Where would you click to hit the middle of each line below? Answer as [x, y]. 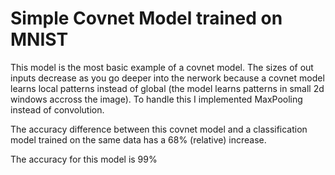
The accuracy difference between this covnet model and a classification [159, 129]
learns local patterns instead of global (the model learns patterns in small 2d [167, 88]
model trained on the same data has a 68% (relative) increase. [138, 139]
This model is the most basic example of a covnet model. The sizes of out [162, 67]
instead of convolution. [57, 109]
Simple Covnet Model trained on [146, 18]
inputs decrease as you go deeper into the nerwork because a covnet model [167, 78]
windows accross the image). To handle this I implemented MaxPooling [156, 99]
